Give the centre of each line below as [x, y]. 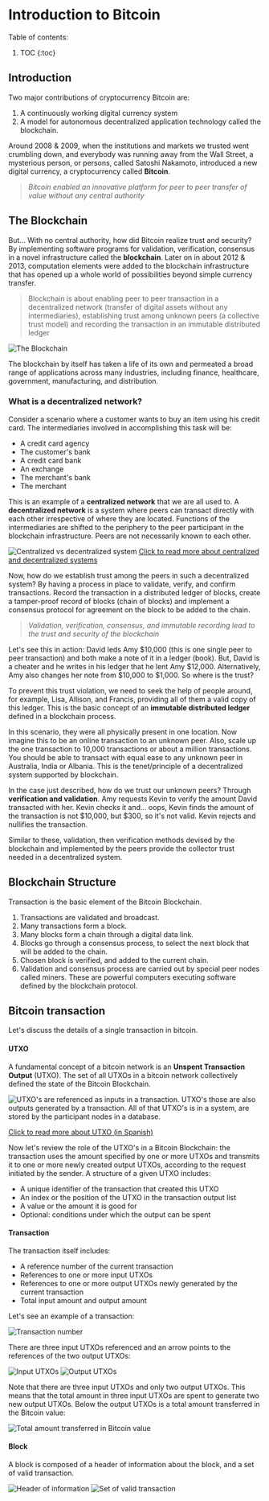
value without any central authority [86, 195]
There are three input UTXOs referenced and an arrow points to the [120, 1347]
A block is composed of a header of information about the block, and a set [131, 1465]
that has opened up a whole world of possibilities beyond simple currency [130, 274]
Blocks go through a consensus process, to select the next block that [134, 943]
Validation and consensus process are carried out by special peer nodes [140, 968]
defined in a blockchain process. [62, 716]
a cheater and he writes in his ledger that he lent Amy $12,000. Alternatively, [134, 666]
